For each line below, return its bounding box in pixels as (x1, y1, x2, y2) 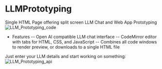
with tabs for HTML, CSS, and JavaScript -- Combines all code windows (12, 39, 157, 44)
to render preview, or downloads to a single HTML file (12, 44, 120, 50)
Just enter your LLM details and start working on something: (5, 53, 126, 59)
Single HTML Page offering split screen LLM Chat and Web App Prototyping (5, 19, 157, 25)
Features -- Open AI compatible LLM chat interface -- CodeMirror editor (12, 34, 157, 40)
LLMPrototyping (5, 3, 72, 14)
